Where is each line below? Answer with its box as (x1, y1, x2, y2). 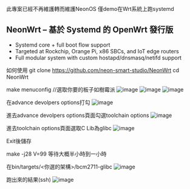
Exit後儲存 (6, 137, 32, 144)
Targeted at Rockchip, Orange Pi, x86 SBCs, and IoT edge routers (15, 47, 179, 55)
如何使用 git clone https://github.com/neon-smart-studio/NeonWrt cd (6, 66, 180, 74)
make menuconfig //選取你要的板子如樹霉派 (6, 85, 115, 93)
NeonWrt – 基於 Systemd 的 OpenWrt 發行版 (6, 25, 174, 35)
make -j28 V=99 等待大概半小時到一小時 (6, 150, 107, 157)
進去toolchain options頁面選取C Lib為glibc (6, 124, 112, 131)
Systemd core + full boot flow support (15, 41, 110, 48)
